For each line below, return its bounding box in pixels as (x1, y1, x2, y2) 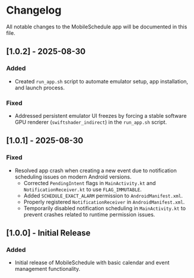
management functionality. (14, 266, 81, 273)
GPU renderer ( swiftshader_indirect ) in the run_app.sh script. (14, 118, 167, 125)
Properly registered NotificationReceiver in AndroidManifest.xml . (23, 198, 185, 205)
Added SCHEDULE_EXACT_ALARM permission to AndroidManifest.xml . (23, 192, 183, 199)
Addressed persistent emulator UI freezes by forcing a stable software (14, 112, 187, 119)
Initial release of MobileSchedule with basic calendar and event (14, 259, 170, 266)
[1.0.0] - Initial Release (6, 228, 91, 238)
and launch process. (14, 84, 65, 91)
